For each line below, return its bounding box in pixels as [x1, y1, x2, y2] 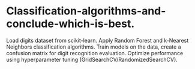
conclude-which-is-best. [6, 17, 135, 31]
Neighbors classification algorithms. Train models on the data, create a [6, 43, 181, 50]
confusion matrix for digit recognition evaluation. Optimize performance [6, 49, 184, 56]
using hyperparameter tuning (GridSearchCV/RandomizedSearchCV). [6, 56, 178, 63]
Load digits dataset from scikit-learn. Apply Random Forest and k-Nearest [6, 37, 189, 44]
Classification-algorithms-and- [6, 4, 166, 18]
